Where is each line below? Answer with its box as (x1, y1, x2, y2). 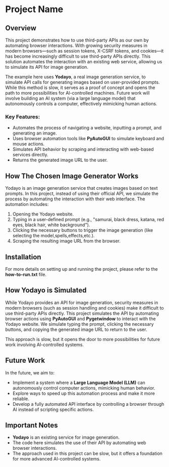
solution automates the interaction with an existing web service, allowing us (5, 59, 162, 64)
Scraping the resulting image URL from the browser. (12, 238, 121, 244)
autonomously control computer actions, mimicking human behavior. (12, 385, 155, 391)
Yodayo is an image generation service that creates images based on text (5, 185, 158, 191)
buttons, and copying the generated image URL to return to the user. (5, 326, 147, 332)
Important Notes (5, 421, 58, 430)
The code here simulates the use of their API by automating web (12, 440, 146, 446)
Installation (5, 252, 41, 261)
